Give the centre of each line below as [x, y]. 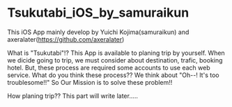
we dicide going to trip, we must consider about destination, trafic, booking [115, 60]
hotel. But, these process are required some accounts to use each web [109, 67]
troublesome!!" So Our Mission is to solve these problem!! [90, 82]
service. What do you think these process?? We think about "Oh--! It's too [113, 75]
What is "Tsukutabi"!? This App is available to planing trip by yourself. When [116, 53]
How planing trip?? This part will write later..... [72, 96]
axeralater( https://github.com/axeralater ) [66, 39]
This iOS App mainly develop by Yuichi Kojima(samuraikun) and [98, 32]
